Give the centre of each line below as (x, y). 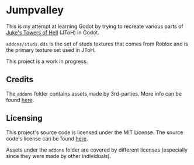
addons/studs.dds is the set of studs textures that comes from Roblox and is (97, 44)
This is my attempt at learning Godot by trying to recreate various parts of (95, 26)
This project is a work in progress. (47, 61)
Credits (20, 80)
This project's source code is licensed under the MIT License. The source (95, 132)
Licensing (24, 118)
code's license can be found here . (47, 138)
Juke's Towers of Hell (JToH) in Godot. (53, 32)
